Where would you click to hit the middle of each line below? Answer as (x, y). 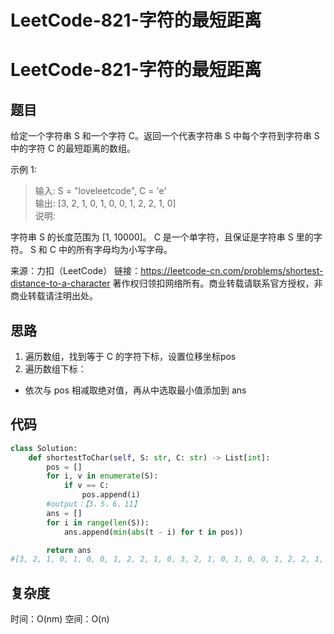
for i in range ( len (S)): (98, 522)
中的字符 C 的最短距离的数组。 (73, 148)
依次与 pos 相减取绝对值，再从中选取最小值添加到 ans (135, 390)
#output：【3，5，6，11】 (94, 504)
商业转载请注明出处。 (54, 296)
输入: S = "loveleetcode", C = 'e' (100, 191)
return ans (69, 550)
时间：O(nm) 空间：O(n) (60, 619)
